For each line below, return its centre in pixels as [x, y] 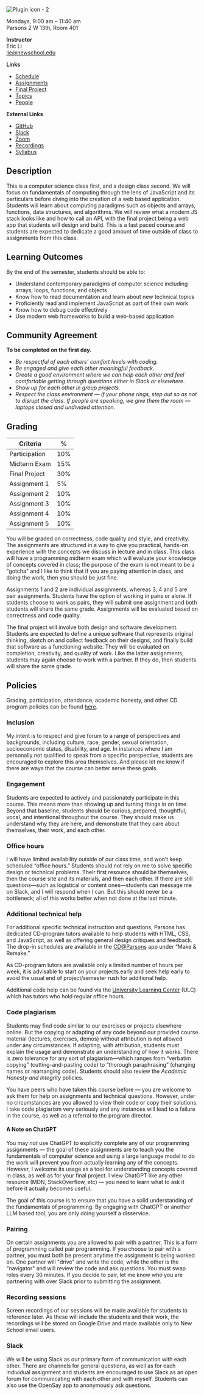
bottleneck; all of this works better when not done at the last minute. [92, 898]
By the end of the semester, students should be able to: [76, 271]
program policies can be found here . [52, 707]
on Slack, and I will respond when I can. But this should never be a [90, 891]
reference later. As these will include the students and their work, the [93, 1317]
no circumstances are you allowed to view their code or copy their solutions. [102, 1102]
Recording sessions [36, 1297]
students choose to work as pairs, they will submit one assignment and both [102, 603]
